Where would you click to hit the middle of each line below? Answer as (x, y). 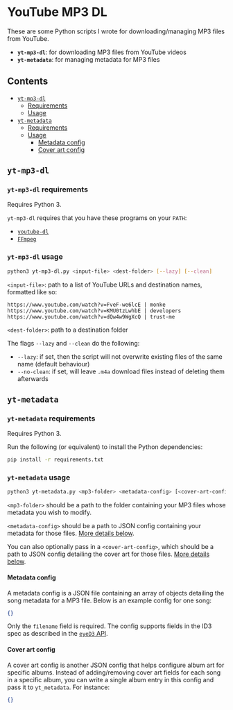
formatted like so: (32, 291)
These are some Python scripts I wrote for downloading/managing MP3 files (116, 31)
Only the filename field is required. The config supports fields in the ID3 (110, 626)
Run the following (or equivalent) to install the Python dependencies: (105, 447)
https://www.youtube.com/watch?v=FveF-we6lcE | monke (87, 305)
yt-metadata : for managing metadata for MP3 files (88, 59)
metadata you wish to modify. (50, 513)
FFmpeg (27, 239)
